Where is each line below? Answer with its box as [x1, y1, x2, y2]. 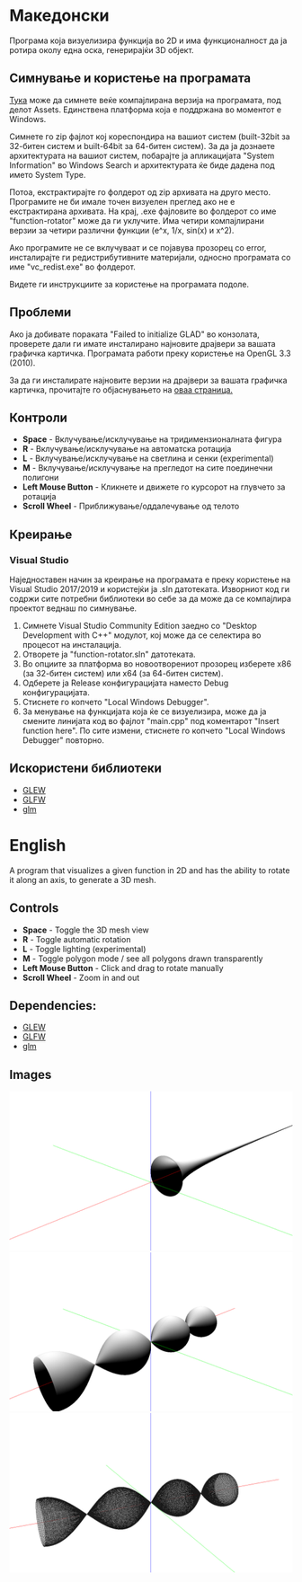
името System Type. [9, 169, 86, 180]
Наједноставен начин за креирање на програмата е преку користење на [9, 574, 291, 585]
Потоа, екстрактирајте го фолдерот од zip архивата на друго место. [9, 186, 271, 198]
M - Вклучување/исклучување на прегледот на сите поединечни [22, 463, 273, 473]
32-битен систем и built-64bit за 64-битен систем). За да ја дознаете [9, 140, 276, 151]
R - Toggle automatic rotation [22, 933, 131, 944]
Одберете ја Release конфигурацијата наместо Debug [22, 677, 229, 688]
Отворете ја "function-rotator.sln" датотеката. [22, 649, 196, 660]
